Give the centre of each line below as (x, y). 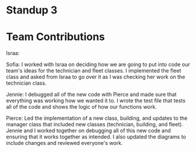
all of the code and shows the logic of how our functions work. (81, 107)
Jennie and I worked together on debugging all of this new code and (89, 131)
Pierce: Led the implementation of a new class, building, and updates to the (97, 118)
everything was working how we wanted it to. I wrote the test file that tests (96, 101)
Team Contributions (56, 37)
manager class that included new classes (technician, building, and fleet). (94, 125)
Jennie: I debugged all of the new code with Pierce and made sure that (91, 95)
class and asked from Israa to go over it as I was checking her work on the (96, 77)
